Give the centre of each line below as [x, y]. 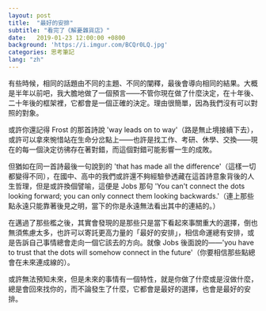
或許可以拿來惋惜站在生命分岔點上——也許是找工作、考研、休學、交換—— [129, 139]
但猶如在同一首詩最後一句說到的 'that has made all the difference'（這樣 [125, 166]
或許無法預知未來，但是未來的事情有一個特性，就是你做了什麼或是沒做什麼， [133, 279]
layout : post [30, 15]
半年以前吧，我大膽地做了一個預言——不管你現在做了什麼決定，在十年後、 [136, 93]
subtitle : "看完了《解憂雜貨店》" [59, 30]
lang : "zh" [26, 60]
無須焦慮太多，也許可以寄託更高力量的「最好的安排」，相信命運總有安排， [128, 232]
